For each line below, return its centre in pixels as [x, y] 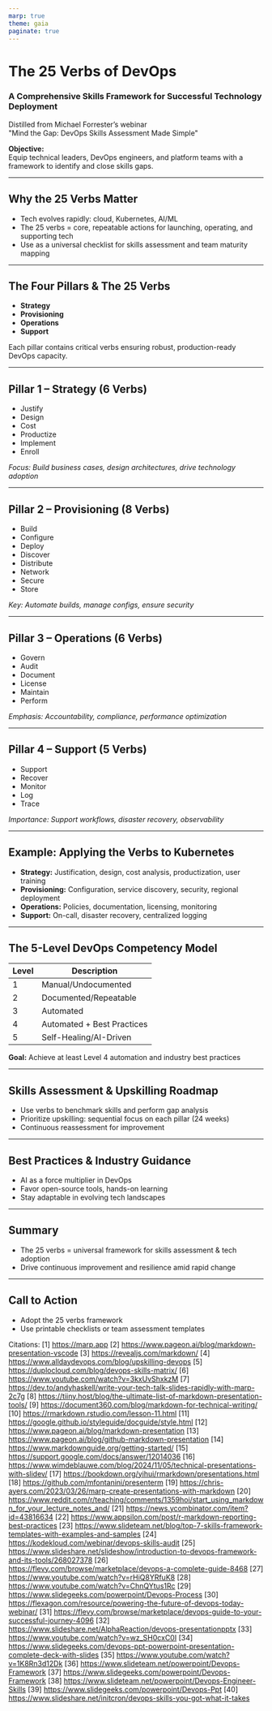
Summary [34, 1230]
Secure [32, 580]
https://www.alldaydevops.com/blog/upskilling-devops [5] [106, 1361]
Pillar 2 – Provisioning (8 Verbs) [89, 509]
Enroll [30, 452]
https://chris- [202, 1482]
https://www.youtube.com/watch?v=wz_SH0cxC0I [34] [101, 1637]
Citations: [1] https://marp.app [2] [64, 1344]
